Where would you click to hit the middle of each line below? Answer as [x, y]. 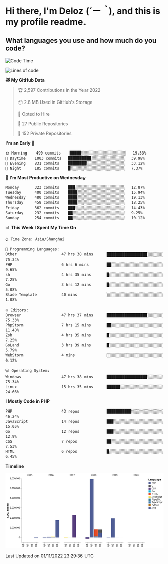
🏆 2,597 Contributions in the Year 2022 [59, 90]
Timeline [15, 466]
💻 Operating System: [28, 371]
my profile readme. [46, 22]
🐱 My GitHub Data [25, 80]
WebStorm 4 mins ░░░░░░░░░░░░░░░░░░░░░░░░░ [84, 355]
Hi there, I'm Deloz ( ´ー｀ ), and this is [83, 11]
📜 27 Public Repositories [43, 124]
